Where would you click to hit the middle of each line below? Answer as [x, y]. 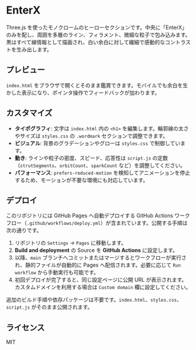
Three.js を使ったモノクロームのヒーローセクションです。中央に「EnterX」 [97, 27]
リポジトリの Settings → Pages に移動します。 [70, 243]
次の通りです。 [24, 230]
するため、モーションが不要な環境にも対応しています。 [81, 180]
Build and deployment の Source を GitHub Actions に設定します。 [96, 250]
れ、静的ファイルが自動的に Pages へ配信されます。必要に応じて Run [98, 265]
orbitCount [73, 166]
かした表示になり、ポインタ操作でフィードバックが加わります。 [83, 93]
